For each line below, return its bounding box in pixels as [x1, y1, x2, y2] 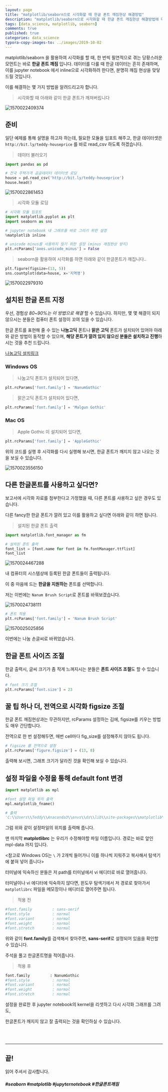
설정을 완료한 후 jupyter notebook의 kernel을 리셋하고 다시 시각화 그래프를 [5, 1002, 151, 1008]
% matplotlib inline [5, 233, 46, 238]
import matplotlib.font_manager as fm [5, 532, 86, 537]
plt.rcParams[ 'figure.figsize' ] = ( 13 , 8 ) [5, 748, 95, 753]
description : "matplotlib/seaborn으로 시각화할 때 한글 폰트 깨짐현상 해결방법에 [5, 17, 159, 22]
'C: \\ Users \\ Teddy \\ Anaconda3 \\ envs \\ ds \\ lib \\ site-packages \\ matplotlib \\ [5, 815, 166, 820]
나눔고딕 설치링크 [5, 350, 39, 356]
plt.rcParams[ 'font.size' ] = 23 [5, 687, 72, 692]
